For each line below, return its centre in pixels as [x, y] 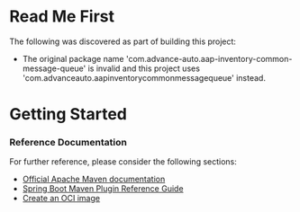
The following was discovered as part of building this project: [123, 41]
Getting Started [68, 115]
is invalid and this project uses [144, 68]
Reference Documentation [68, 143]
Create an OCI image [61, 199]
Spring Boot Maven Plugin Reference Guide [103, 189]
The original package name [73, 58]
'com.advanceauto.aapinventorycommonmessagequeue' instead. [144, 77]
